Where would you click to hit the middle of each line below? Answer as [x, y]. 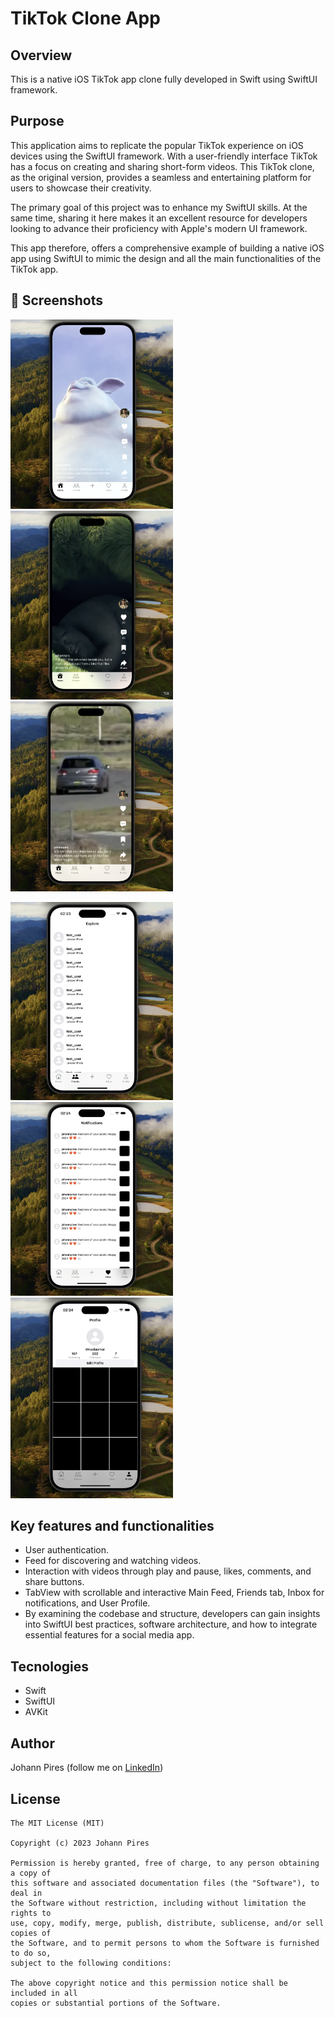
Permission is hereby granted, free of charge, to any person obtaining [165, 1863]
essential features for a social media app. [109, 1635]
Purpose [37, 121]
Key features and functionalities [112, 1526]
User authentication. [67, 1550]
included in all [44, 1993]
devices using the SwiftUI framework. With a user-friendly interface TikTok [164, 156]
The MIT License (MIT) [57, 1823]
